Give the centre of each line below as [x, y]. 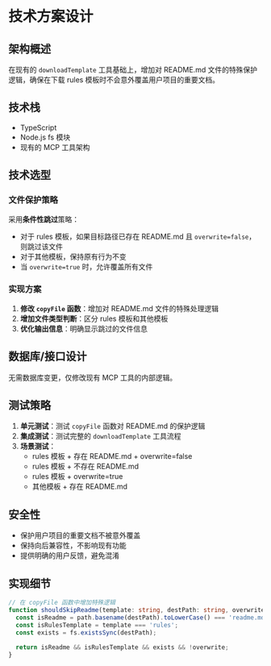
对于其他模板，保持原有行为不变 [73, 256]
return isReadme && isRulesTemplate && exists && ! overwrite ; [122, 647]
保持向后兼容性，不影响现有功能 [73, 546]
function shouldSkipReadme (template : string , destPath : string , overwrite [137, 610]
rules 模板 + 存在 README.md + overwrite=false [112, 456]
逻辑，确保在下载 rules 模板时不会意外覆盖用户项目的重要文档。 [114, 80]
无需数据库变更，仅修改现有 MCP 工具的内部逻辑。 [93, 377]
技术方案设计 [51, 17]
